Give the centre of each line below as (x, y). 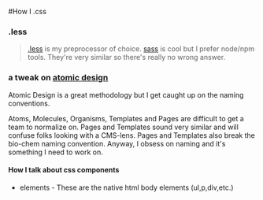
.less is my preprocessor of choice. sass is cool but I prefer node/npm (141, 49)
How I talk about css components (64, 170)
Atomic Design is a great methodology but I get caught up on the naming (126, 94)
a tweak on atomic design (58, 78)
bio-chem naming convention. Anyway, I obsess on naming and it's (117, 143)
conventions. (29, 103)
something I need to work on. (56, 152)
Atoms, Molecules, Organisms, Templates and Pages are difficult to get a (126, 118)
